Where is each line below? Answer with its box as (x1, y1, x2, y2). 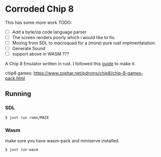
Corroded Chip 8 (5, 3, 74, 15)
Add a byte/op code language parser (12, 29, 87, 35)
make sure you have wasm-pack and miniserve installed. (5, 138, 120, 144)
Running (5, 89, 32, 98)
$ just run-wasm (5, 147, 38, 152)
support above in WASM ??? (12, 51, 69, 57)
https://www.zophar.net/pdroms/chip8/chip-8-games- (33, 70, 143, 76)
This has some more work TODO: (5, 20, 72, 25)
